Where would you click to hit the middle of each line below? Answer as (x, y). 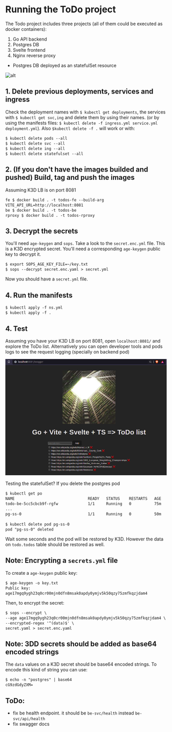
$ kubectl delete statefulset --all (44, 154)
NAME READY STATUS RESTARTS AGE (83, 499)
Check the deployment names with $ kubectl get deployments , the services (85, 112)
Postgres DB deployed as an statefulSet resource (64, 65)
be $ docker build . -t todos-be (41, 210)
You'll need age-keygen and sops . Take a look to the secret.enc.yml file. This (85, 243)
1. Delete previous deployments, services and (79, 92)
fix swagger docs (31, 724)
